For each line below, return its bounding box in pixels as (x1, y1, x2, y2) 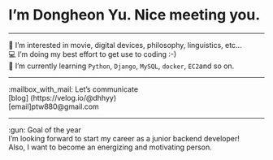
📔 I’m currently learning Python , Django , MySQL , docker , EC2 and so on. (8, 61, 235, 71)
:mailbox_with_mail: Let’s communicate (8, 84, 139, 94)
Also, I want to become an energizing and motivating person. (8, 142, 213, 152)
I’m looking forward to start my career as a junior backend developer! (8, 133, 240, 143)
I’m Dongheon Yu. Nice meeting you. (8, 6, 261, 24)
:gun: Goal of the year (8, 124, 81, 135)
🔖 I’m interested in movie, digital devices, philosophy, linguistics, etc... (8, 40, 242, 50)
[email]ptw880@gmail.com (8, 102, 99, 111)
